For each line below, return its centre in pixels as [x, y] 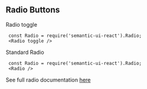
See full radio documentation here [48, 80]
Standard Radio [25, 52]
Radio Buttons [33, 10]
